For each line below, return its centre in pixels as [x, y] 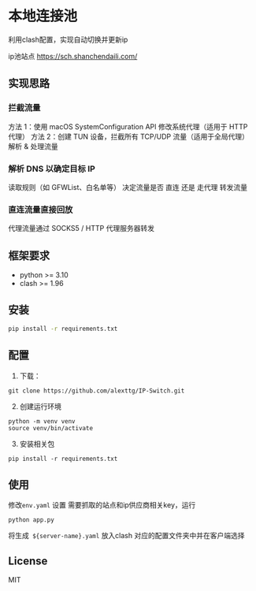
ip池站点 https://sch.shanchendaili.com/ [73, 56]
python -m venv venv [42, 421]
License [28, 561]
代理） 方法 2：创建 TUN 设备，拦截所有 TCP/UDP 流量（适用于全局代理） [129, 136]
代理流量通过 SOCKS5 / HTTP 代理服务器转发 [82, 229]
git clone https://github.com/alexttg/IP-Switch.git [96, 391]
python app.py [32, 520]
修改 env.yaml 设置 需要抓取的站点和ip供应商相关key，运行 [102, 505]
